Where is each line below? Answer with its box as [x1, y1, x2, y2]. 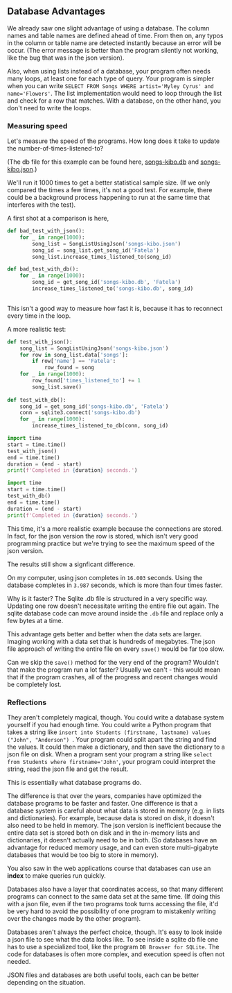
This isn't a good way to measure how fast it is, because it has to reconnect [7, 304, 223, 312]
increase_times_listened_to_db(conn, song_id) [32, 423, 169, 430]
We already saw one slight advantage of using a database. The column [7, 24, 210, 32]
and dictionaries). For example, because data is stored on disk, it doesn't [7, 813, 215, 822]
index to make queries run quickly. [7, 871, 106, 880]
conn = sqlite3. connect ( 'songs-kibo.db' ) [19, 409, 141, 416]
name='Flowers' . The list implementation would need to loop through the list [7, 89, 222, 97]
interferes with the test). [7, 201, 76, 209]
